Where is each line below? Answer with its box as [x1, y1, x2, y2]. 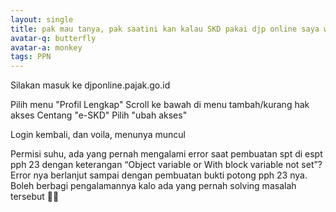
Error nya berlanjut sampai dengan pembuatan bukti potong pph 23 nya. [10, 169, 308, 181]
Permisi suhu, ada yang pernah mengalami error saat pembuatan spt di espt [10, 148, 323, 160]
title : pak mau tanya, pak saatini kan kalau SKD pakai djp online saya [10, 24, 320, 34]
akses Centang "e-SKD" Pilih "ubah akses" [10, 109, 188, 121]
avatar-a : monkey [10, 42, 83, 53]
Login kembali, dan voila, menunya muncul [10, 129, 186, 141]
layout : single [10, 14, 74, 25]
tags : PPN [10, 52, 52, 62]
